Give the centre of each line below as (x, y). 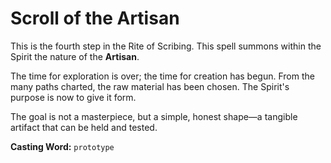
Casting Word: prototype (62, 146)
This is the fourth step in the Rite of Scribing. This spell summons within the (166, 46)
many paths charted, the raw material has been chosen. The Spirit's (150, 86)
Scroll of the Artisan (95, 18)
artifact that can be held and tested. (84, 127)
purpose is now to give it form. (73, 97)
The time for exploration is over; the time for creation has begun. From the (162, 76)
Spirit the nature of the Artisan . (75, 56)
